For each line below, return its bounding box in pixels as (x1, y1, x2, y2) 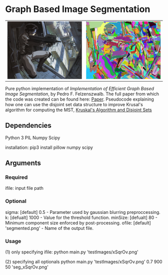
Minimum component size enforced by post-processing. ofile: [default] (5, 219, 151, 226)
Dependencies (5, 121, 51, 130)
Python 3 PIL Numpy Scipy (5, 134, 60, 141)
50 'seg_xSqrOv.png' (5, 264, 48, 270)
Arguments (5, 159, 41, 167)
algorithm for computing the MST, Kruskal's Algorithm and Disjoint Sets (5, 107, 152, 113)
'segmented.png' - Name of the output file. (5, 225, 94, 231)
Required (5, 174, 28, 181)
